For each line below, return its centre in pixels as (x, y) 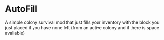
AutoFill (21, 9)
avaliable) (15, 33)
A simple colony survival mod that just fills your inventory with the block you (82, 22)
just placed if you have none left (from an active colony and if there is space (82, 27)
